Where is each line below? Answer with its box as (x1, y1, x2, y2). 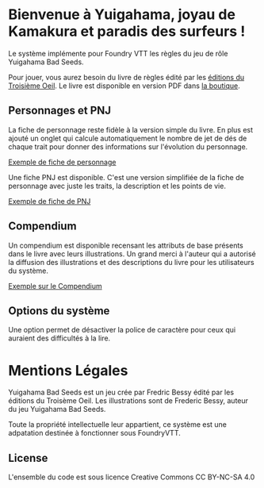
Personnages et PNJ (8, 104, 112, 117)
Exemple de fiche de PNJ (8, 196, 91, 206)
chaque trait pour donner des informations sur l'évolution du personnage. (8, 141, 248, 152)
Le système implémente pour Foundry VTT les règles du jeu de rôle (8, 48, 228, 58)
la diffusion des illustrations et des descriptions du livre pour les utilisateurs (8, 257, 255, 267)
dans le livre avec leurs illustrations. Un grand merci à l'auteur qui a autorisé (8, 248, 256, 259)
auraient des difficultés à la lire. (8, 333, 111, 343)
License (8, 451, 48, 465)
